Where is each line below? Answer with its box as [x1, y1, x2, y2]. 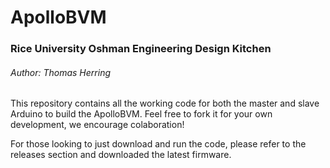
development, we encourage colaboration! [10, 119, 185, 131]
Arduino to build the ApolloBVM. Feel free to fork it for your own [10, 108, 273, 120]
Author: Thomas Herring [10, 66, 112, 78]
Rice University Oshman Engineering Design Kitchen [10, 42, 272, 56]
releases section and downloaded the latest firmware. [10, 149, 232, 161]
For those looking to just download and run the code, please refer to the [10, 138, 307, 150]
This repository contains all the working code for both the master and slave [10, 97, 320, 110]
